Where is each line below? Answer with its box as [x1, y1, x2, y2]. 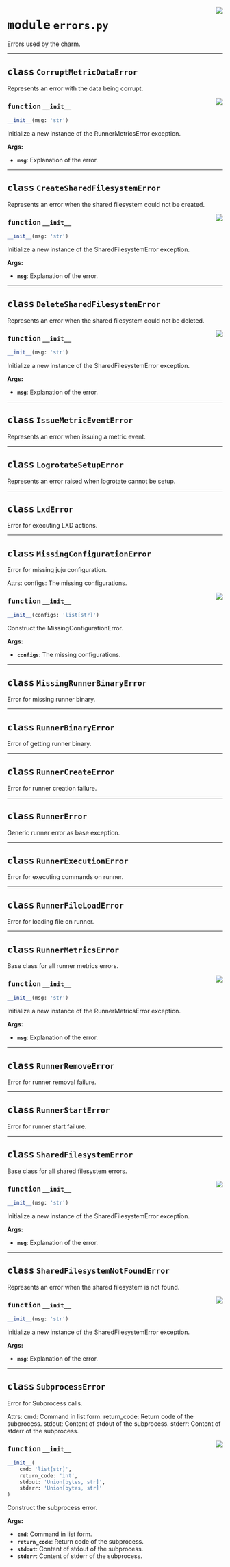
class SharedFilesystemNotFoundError [7, 1265, 170, 1276]
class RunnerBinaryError [7, 721, 115, 733]
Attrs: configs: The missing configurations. [7, 579, 127, 587]
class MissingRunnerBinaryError [7, 677, 147, 689]
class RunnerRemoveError [7, 1060, 115, 1072]
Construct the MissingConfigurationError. [7, 624, 123, 632]
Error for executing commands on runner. [7, 873, 124, 881]
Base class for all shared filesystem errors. [7, 1167, 128, 1175]
